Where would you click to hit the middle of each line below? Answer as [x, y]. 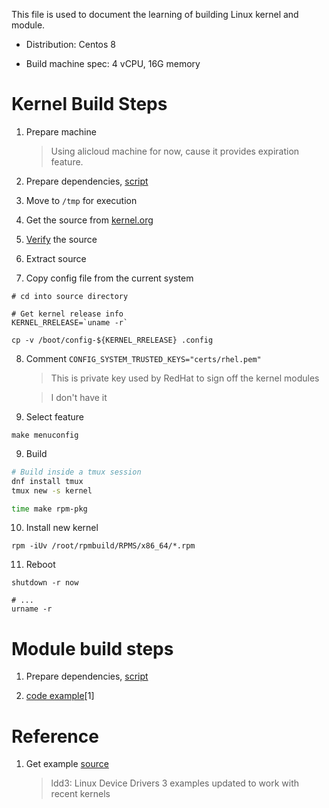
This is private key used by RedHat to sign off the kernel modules [185, 378]
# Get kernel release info [67, 314]
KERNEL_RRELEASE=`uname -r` [70, 322]
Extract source [56, 258]
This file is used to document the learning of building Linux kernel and [155, 14]
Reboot [40, 565]
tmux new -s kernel [52, 490]
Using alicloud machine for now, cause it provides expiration [175, 151]
